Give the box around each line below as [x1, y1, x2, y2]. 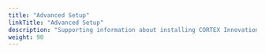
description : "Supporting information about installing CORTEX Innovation [8, 26, 259, 34]
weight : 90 [8, 33, 44, 41]
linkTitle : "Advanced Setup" [8, 19, 104, 26]
